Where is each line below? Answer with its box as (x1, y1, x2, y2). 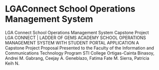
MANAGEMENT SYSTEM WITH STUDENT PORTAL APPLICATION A (5, 40, 139, 45)
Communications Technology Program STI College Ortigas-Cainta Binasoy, (5, 50, 155, 56)
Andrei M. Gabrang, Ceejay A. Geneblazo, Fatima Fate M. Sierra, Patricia (5, 55, 149, 61)
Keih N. (5, 60, 20, 66)
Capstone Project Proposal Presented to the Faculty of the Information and (5, 45, 154, 51)
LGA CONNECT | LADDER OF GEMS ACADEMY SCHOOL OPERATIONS (5, 35, 146, 41)
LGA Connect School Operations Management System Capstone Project (5, 29, 149, 35)
